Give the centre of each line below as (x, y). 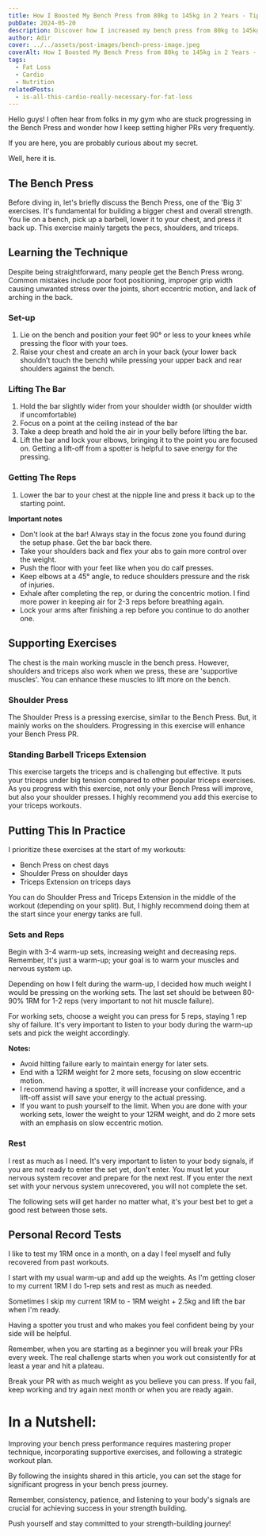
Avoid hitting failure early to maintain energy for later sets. (114, 1064)
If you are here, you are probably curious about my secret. (103, 143)
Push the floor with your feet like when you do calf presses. (116, 567)
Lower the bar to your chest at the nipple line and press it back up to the (137, 495)
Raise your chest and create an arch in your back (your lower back (128, 352)
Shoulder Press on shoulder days (74, 873)
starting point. (42, 503)
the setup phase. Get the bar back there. (86, 542)
